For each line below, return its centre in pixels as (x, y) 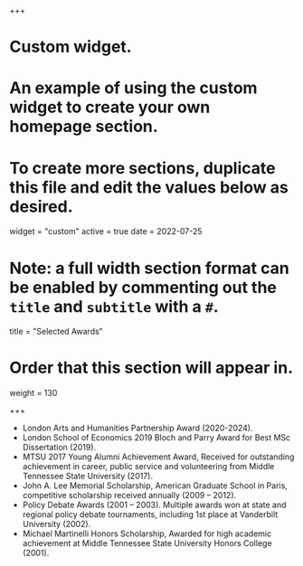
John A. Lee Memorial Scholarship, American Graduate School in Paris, (155, 486)
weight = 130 (33, 393)
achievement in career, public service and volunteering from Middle (148, 467)
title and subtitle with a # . (114, 306)
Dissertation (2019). (59, 448)
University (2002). (57, 524)
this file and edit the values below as (149, 187)
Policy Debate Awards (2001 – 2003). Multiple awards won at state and (154, 505)
